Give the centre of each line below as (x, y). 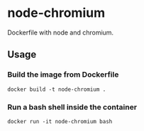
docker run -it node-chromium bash (60, 121)
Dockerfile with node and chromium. (61, 32)
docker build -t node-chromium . (57, 89)
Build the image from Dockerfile (63, 75)
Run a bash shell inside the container (72, 107)
